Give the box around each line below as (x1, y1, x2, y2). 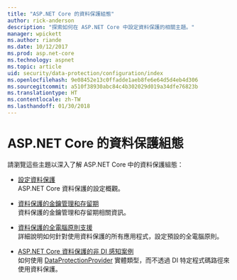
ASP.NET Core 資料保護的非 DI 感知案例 (17, 247, 134, 255)
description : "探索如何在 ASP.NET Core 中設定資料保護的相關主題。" (7, 23, 195, 30)
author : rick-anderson (7, 17, 75, 24)
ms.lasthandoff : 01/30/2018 (7, 103, 91, 110)
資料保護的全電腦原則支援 (17, 223, 93, 231)
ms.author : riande (7, 37, 62, 44)
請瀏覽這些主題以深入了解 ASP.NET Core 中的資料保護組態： (7, 160, 184, 169)
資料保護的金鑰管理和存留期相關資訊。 (17, 208, 130, 216)
